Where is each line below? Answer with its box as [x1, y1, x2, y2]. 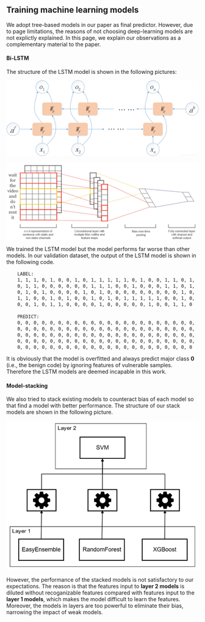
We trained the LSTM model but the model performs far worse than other [6, 246, 190, 253]
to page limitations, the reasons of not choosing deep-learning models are [6, 27, 193, 35]
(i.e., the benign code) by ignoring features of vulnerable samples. [6, 362, 173, 369]
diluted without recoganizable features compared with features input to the [6, 589, 195, 596]
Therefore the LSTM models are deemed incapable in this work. [6, 368, 167, 375]
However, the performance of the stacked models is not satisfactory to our [6, 576, 194, 583]
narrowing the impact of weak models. [6, 608, 103, 616]
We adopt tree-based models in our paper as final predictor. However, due [6, 21, 193, 28]
